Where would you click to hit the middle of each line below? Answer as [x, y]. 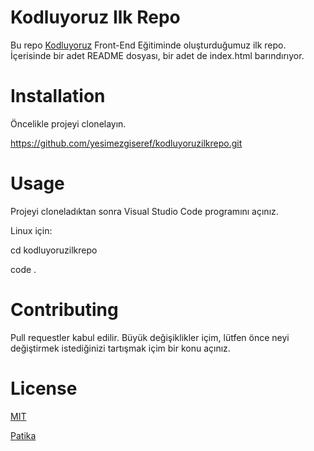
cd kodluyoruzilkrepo [54, 250]
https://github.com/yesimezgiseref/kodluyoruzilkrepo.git [126, 143]
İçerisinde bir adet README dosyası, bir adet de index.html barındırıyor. [157, 55]
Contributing [64, 310]
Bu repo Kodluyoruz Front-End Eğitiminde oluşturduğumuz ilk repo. [148, 45]
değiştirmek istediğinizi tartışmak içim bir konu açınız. [120, 348]
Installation [58, 96]
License [44, 388]
